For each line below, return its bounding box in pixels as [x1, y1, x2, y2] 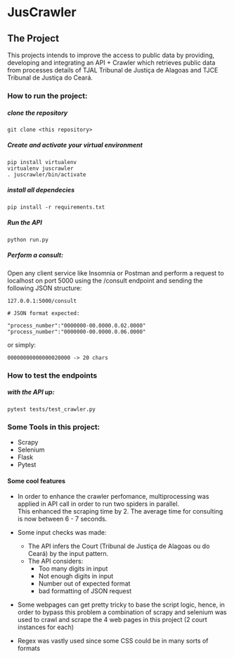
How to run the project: [7, 91, 88, 101]
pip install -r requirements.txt [7, 204, 105, 211]
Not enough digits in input [38, 572, 114, 581]
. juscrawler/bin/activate [7, 170, 86, 178]
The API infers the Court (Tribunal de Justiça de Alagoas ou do [27, 542, 210, 550]
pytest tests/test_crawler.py [7, 406, 96, 413]
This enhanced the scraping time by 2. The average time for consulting [17, 507, 223, 516]
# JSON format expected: [7, 309, 80, 317]
